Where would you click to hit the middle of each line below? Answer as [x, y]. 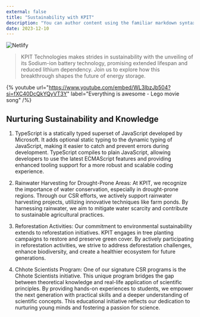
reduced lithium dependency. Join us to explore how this [90, 70]
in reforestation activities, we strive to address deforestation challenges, [103, 245]
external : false [26, 12]
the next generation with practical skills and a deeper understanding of [101, 295]
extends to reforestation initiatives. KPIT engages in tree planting [94, 233]
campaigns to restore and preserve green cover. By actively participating [104, 239]
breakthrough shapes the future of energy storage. [83, 76]
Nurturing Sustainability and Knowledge [82, 119]
